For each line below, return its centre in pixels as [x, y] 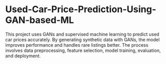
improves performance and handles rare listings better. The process [77, 45]
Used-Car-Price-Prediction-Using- [81, 9]
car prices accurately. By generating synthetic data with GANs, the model [82, 40]
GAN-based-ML [40, 20]
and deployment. [23, 56]
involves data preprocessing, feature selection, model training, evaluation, [83, 50]
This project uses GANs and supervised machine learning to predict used [82, 34]
